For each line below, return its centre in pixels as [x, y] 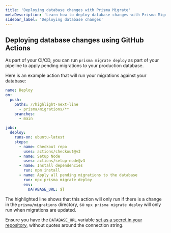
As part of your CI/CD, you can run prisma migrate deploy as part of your [82, 60]
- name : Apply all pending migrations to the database [78, 175]
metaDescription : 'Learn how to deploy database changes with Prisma [81, 15]
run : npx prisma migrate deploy [58, 180]
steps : [21, 142]
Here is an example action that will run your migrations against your [76, 76]
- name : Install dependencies [51, 166]
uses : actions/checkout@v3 [52, 151]
